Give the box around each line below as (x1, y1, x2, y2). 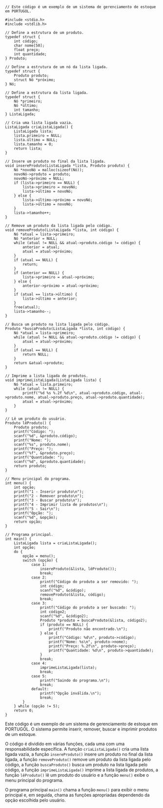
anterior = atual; (22, 245, 60, 250)
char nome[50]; (14, 43, 45, 48)
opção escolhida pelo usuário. (5, 797, 66, 803)
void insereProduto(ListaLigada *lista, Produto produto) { (5, 163, 130, 168)
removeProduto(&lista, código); (40, 592, 106, 597)
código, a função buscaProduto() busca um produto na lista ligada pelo (5, 762, 148, 767)
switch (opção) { (22, 558, 58, 563)
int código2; (40, 609, 67, 614)
